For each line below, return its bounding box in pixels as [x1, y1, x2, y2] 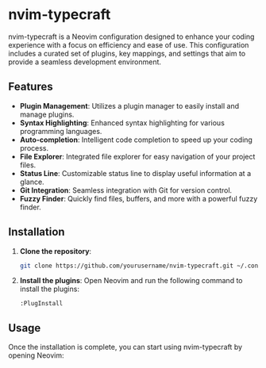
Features [8, 80, 53, 94]
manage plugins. [19, 109, 75, 119]
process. [19, 143, 49, 152]
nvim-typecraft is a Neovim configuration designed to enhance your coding [8, 32, 255, 41]
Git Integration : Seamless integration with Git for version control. [19, 185, 233, 195]
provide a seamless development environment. [8, 57, 161, 67]
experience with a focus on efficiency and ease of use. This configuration [8, 40, 249, 49]
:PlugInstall [19, 300, 64, 308]
